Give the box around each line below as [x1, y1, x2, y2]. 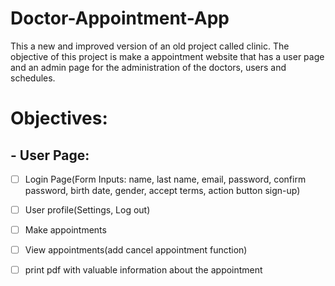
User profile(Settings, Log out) [24, 204, 151, 216]
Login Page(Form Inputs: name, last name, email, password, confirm [24, 173, 307, 185]
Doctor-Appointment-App [10, 7, 230, 30]
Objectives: [10, 107, 108, 130]
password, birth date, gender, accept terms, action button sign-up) [24, 185, 301, 196]
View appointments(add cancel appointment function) [24, 244, 248, 256]
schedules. [10, 72, 56, 84]
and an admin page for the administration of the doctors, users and [10, 61, 287, 73]
